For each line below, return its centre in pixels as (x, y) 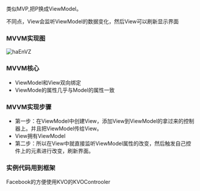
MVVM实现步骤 (29, 107)
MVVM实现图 (26, 38)
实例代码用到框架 (31, 168)
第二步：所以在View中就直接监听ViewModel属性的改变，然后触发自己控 (103, 143)
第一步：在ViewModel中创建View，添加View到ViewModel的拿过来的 (99, 121)
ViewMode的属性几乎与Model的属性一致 (65, 90)
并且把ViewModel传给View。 (66, 128)
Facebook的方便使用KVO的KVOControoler (58, 182)
